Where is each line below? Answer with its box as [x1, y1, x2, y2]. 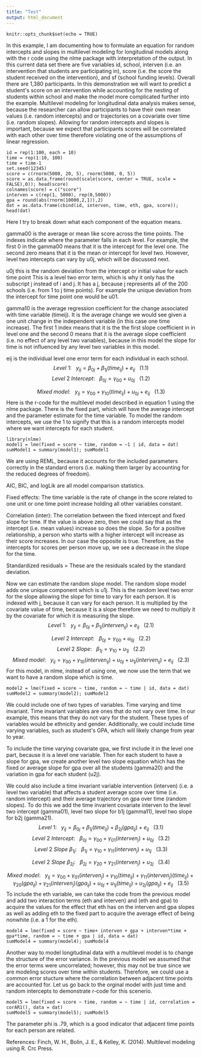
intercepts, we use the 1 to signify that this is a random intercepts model [6, 418, 185, 425]
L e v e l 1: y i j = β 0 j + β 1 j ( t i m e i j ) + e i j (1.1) [53, 364, 149, 373]
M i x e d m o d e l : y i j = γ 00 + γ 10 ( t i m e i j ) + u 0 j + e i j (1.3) [37, 388, 165, 397]
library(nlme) [6, 436, 42, 442]
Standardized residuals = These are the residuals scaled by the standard [6, 562, 186, 569]
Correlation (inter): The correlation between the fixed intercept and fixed [6, 511, 185, 519]
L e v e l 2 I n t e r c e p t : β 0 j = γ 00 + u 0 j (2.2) [51, 634, 151, 643]
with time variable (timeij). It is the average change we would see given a [6, 311, 186, 318]
